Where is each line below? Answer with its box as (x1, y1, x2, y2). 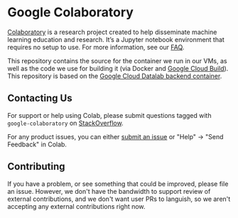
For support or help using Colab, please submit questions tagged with (7, 111, 212, 119)
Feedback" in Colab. (7, 140, 67, 148)
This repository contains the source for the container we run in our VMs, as (7, 56, 227, 65)
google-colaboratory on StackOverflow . (7, 119, 124, 127)
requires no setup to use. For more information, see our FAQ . (7, 43, 185, 51)
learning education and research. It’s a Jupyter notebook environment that (7, 35, 225, 43)
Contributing (7, 160, 65, 173)
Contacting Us (7, 92, 72, 104)
